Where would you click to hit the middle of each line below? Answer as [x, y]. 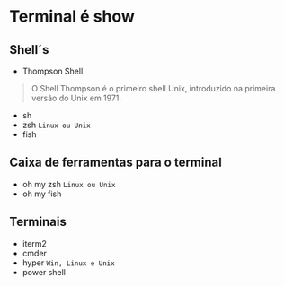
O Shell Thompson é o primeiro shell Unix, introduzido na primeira [153, 88]
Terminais [38, 222]
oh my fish [42, 194]
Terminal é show [72, 17]
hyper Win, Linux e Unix [68, 263]
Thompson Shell [53, 71]
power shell [44, 272]
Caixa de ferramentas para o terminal [115, 163]
